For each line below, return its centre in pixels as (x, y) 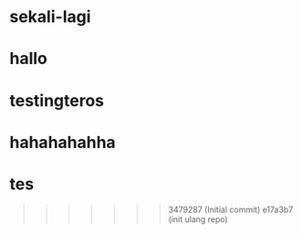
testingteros (57, 100)
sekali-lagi (50, 17)
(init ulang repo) (198, 219)
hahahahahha (62, 142)
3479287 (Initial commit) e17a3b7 (231, 209)
